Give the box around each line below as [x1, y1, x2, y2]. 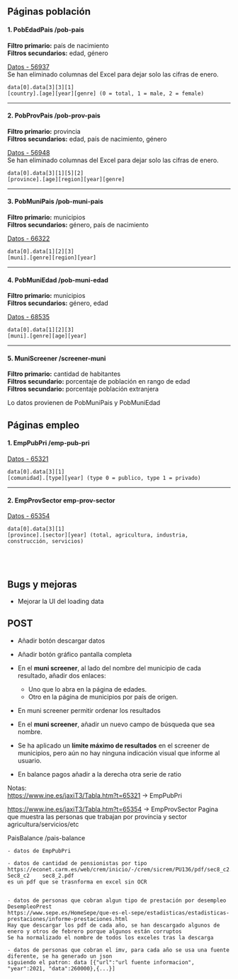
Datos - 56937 [7, 62, 50, 71]
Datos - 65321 [7, 454, 49, 463]
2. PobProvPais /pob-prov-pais [7, 111, 101, 120]
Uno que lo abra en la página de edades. [28, 685, 147, 693]
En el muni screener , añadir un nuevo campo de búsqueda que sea [17, 720, 215, 728]
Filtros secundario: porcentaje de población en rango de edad [7, 377, 191, 386]
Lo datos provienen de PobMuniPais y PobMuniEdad [7, 399, 161, 407]
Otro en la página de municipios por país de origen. [28, 692, 178, 701]
